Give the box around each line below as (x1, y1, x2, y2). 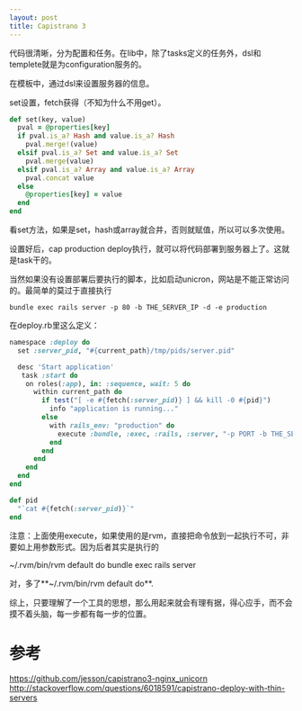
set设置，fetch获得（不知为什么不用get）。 (9, 96, 166, 108)
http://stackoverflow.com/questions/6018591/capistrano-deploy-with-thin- (9, 683, 286, 694)
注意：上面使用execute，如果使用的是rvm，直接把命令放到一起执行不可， (9, 530, 281, 541)
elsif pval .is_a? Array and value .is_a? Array (17, 165, 195, 174)
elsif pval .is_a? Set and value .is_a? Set (17, 148, 179, 157)
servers (9, 692, 38, 703)
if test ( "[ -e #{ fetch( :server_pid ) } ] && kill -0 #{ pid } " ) (41, 396, 271, 405)
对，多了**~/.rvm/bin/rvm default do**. (9, 578, 155, 589)
